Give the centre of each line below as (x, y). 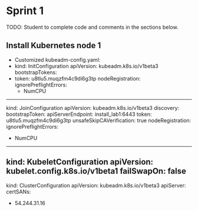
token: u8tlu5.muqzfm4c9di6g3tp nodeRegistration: (77, 78)
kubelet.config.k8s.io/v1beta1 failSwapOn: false (96, 171)
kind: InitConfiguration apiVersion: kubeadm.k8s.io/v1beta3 (86, 66)
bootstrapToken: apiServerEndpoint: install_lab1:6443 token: (79, 114)
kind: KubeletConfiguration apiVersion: (80, 162)
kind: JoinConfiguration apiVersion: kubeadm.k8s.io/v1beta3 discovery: (93, 108)
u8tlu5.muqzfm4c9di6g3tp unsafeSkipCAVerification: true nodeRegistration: (99, 120)
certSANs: (19, 192)
